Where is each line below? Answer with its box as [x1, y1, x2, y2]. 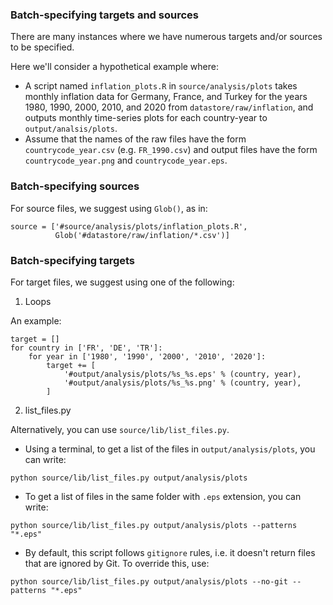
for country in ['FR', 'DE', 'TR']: [10, 343, 163, 353]
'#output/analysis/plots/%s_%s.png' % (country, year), [63, 378, 302, 388]
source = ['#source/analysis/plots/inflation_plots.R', [10, 221, 248, 232]
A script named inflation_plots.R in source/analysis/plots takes [24, 80, 298, 92]
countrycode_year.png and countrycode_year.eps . [24, 154, 228, 167]
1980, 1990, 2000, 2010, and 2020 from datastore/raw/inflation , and [24, 101, 314, 113]
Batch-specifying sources [10, 179, 140, 193]
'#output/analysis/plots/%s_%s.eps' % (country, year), [63, 369, 302, 379]
